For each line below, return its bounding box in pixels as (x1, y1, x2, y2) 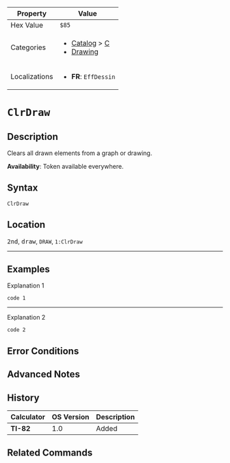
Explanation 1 (7, 281, 44, 290)
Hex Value (10, 21, 43, 29)
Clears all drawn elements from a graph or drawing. (7, 149, 153, 157)
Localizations (10, 72, 53, 81)
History (7, 392, 40, 403)
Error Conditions (7, 345, 79, 357)
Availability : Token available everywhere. (7, 163, 124, 170)
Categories (10, 43, 47, 52)
